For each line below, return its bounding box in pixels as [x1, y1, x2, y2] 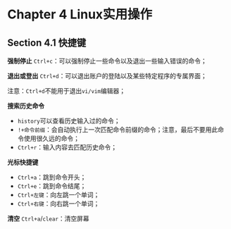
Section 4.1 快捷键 [7, 37, 87, 49]
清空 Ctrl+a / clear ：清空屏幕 [7, 214, 89, 223]
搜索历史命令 [7, 101, 44, 110]
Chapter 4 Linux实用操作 [7, 6, 153, 23]
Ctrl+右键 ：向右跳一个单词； [17, 199, 100, 208]
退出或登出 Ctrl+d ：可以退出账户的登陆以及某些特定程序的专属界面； [7, 72, 207, 80]
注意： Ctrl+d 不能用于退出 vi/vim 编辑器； [7, 87, 125, 95]
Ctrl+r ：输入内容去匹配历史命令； [17, 143, 118, 151]
